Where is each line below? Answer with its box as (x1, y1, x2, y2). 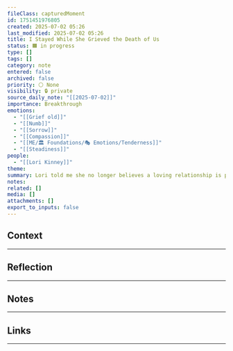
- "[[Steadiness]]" (13, 146, 70, 153)
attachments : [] (7, 197, 54, 205)
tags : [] (7, 56, 33, 63)
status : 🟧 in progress (7, 42, 75, 49)
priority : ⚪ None (7, 81, 60, 88)
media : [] (7, 191, 36, 198)
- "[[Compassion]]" (13, 133, 70, 140)
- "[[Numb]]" (13, 120, 51, 127)
